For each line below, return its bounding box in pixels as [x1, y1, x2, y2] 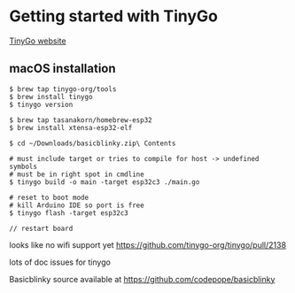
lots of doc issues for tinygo [9, 257, 111, 267]
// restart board [9, 224, 74, 233]
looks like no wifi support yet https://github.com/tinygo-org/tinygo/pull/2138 [9, 239, 286, 250]
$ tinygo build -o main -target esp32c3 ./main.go [9, 177, 200, 187]
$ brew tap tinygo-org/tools [9, 84, 117, 94]
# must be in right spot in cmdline [9, 170, 144, 179]
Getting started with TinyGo [9, 6, 219, 27]
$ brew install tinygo [9, 92, 93, 101]
